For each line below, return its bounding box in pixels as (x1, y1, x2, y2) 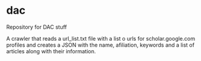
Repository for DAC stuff (6, 23, 68, 30)
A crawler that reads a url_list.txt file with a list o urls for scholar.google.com (6, 35, 196, 42)
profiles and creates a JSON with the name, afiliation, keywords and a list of (6, 41, 195, 48)
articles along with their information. (6, 47, 97, 54)
